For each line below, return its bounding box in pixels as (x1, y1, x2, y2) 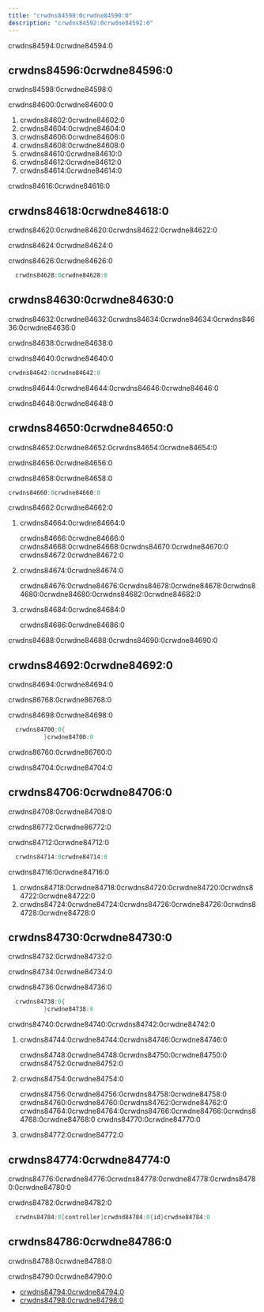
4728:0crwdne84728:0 (19, 908, 96, 917)
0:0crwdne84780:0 (8, 1183, 72, 1192)
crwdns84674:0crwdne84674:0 (19, 566, 124, 576)
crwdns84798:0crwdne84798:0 (19, 1295, 124, 1305)
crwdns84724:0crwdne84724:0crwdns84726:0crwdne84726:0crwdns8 (19, 899, 257, 908)
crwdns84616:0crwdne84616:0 (8, 182, 111, 191)
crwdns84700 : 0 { (15, 726, 66, 734)
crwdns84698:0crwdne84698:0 (8, 710, 113, 720)
